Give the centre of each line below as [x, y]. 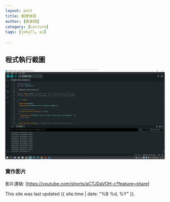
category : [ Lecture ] [27, 27]
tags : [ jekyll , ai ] [26, 32]
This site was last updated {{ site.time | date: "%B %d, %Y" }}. [70, 194]
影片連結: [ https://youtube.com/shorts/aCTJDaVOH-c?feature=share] [77, 184]
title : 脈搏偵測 [21, 16]
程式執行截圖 [25, 60]
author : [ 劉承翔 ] [22, 21]
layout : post [19, 11]
